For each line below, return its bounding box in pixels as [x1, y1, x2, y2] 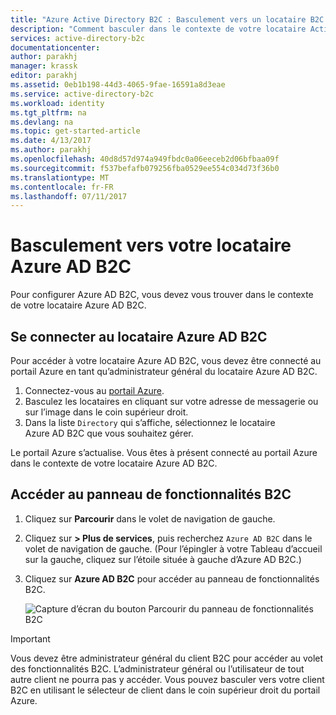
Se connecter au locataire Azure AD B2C [10, 328, 268, 345]
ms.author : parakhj [10, 145, 92, 155]
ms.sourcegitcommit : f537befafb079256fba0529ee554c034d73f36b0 [10, 163, 280, 173]
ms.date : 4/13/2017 [10, 136, 92, 146]
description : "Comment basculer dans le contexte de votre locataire [10, 24, 307, 34]
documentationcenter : [10, 42, 101, 53]
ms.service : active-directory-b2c [10, 89, 155, 99]
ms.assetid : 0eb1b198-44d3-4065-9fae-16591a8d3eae [10, 80, 226, 90]
